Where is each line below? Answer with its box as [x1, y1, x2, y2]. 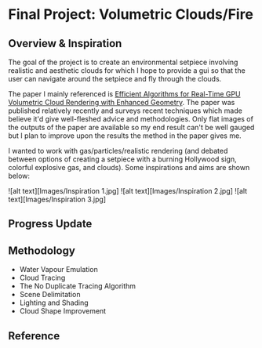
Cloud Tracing [19, 273, 66, 283]
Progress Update [8, 217, 93, 230]
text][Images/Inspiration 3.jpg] [8, 194, 107, 204]
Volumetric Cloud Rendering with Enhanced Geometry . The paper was [8, 98, 235, 107]
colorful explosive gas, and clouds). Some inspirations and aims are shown [8, 163, 250, 172]
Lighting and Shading [19, 298, 89, 307]
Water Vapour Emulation [19, 265, 98, 274]
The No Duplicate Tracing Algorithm [19, 281, 136, 291]
